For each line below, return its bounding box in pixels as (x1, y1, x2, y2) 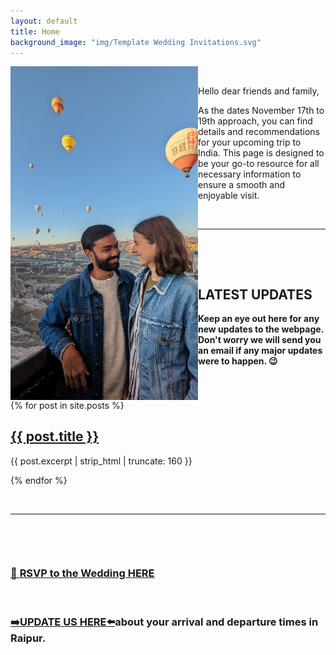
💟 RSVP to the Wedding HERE (10, 566, 155, 580)
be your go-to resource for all (198, 158, 320, 170)
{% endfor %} (10, 474, 68, 486)
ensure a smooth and (198, 179, 285, 191)
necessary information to (198, 168, 302, 180)
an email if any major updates (198, 345, 323, 357)
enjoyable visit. (198, 190, 260, 202)
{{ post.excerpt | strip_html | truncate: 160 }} (10, 455, 193, 467)
